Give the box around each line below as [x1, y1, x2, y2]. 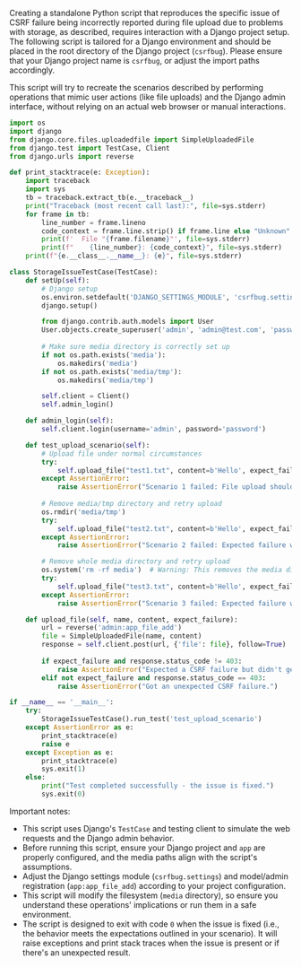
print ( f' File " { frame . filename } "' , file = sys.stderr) [41, 235, 251, 244]
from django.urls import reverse [9, 152, 134, 161]
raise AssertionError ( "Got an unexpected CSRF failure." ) [56, 682, 279, 691]
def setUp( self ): [25, 275, 90, 285]
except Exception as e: [25, 748, 115, 757]
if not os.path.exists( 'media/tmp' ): [41, 367, 182, 376]
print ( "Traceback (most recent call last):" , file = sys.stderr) [25, 201, 267, 210]
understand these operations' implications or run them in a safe [21, 899, 257, 910]
